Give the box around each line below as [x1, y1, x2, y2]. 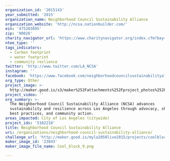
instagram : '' [5, 69, 35, 74]
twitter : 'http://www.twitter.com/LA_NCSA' [5, 64, 99, 69]
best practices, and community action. [10, 111, 94, 116]
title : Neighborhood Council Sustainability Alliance [5, 125, 121, 130]
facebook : [5, 73, 26, 78]
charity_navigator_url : [5, 36, 56, 41]
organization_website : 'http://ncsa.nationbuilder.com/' [5, 21, 128, 27]
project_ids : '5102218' [5, 120, 56, 126]
